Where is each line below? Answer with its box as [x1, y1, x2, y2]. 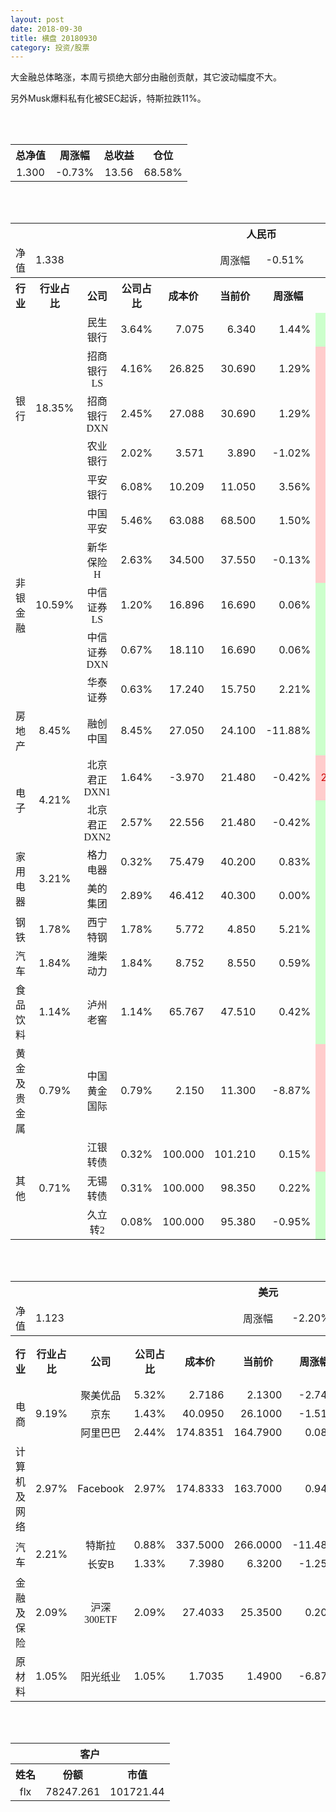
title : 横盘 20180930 [10, 33, 98, 43]
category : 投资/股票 [10, 42, 90, 53]
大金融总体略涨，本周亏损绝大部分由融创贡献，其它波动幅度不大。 [10, 71, 282, 83]
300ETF [84, 1614, 118, 1626]
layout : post [10, 14, 65, 25]
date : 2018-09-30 [10, 24, 83, 34]
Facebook [77, 1482, 125, 1496]
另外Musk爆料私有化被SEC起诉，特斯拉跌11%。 [10, 92, 207, 105]
